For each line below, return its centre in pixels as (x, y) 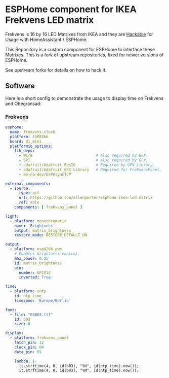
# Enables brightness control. (47, 254)
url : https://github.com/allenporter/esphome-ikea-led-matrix (86, 198)
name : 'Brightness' (35, 226)
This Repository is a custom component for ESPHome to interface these (80, 49)
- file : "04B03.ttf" (31, 315)
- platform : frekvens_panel (39, 338)
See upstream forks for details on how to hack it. (56, 70)
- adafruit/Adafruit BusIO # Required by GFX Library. (87, 165)
